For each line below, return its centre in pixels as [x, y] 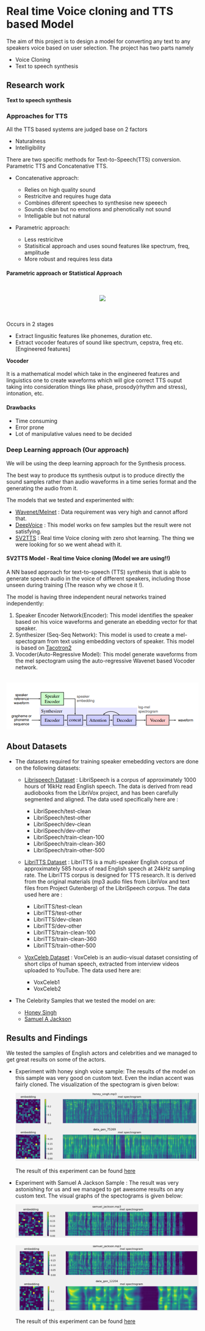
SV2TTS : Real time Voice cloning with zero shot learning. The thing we [105, 538]
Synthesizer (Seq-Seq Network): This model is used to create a [95, 634]
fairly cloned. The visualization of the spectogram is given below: [97, 1084]
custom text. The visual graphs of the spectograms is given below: [99, 1196]
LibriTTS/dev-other [58, 926]
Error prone [30, 427]
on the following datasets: [48, 768]
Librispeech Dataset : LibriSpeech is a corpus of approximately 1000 [110, 779]
